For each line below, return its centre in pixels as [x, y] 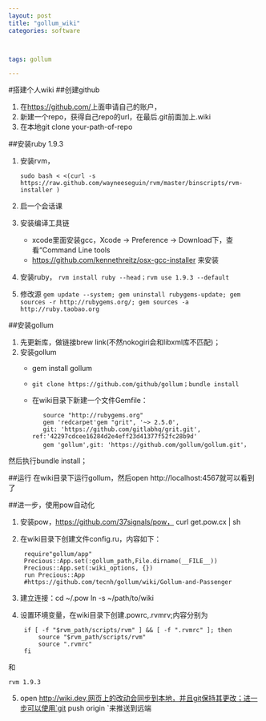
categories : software [44, 30]
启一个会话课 [41, 206]
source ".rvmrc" [65, 644]
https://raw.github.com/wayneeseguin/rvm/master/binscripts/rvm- [131, 183]
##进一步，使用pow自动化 [51, 505]
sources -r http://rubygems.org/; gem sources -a [105, 302]
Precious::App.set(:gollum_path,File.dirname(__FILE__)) [121, 562]
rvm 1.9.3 [25, 683]
